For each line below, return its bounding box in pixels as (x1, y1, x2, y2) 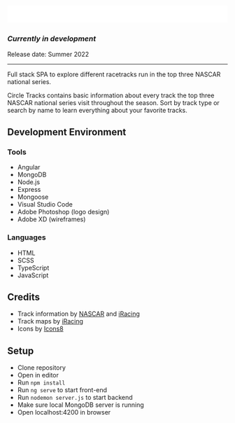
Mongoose (17, 193, 49, 201)
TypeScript (17, 263, 50, 272)
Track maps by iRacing (17, 317, 84, 326)
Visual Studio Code (17, 200, 73, 209)
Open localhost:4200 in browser (17, 408, 111, 417)
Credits (7, 291, 41, 303)
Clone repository (17, 363, 66, 372)
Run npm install (17, 378, 66, 387)
